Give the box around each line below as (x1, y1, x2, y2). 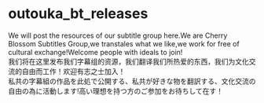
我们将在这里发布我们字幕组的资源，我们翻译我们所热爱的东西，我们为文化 (8, 57, 249, 66)
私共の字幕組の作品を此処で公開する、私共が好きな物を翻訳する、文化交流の (8, 76, 256, 86)
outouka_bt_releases (8, 5, 148, 23)
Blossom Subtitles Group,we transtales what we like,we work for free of (8, 39, 240, 48)
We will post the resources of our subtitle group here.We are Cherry (8, 31, 228, 40)
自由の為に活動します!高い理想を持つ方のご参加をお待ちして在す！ (8, 86, 224, 95)
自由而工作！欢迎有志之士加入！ (21, 66, 126, 75)
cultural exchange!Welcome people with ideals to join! (8, 47, 183, 57)
